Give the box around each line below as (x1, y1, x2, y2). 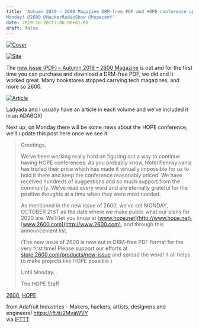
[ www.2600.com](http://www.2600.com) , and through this (20, 221, 164, 228)
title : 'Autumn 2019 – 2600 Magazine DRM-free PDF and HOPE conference (6, 8, 187, 15)
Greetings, (20, 141, 46, 148)
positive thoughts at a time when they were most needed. (20, 190, 161, 198)
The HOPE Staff (20, 280, 59, 287)
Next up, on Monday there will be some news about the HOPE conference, (6, 124, 188, 131)
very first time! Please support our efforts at (20, 245, 128, 252)
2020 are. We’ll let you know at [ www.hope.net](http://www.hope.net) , (20, 215, 193, 222)
